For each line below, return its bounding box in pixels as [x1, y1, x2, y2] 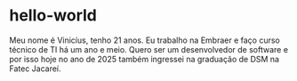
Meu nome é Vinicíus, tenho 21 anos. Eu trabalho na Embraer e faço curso [9, 35, 280, 45]
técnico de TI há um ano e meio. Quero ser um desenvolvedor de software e [9, 44, 289, 54]
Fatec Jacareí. [9, 63, 61, 74]
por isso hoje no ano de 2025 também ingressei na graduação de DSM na [9, 53, 280, 64]
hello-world [9, 5, 98, 26]
